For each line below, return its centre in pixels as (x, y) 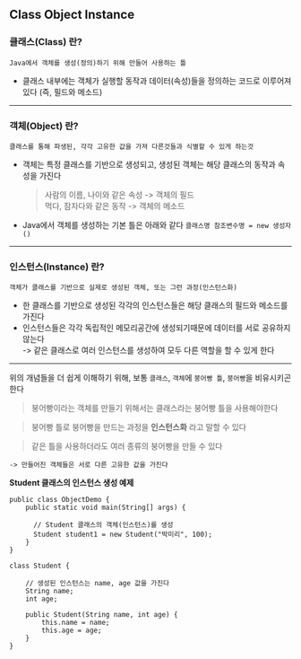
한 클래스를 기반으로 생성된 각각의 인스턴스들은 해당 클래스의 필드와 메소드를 (155, 305)
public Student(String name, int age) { (102, 615)
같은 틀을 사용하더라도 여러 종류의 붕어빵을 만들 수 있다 (127, 446)
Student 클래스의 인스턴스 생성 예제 (72, 483)
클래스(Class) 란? (46, 42)
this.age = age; (72, 631)
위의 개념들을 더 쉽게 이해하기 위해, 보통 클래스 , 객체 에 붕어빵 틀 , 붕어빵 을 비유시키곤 (150, 378)
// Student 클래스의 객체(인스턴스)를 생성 (103, 525)
